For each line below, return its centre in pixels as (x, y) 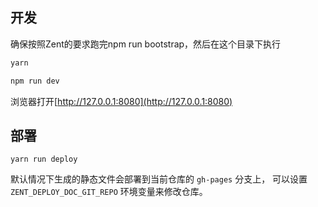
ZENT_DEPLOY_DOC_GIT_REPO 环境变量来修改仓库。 (109, 192)
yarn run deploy (44, 159)
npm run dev (35, 81)
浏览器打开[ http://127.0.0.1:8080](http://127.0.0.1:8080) (121, 101)
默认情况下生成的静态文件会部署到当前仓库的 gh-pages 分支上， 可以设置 (159, 179)
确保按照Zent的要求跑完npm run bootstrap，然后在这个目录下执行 (146, 44)
